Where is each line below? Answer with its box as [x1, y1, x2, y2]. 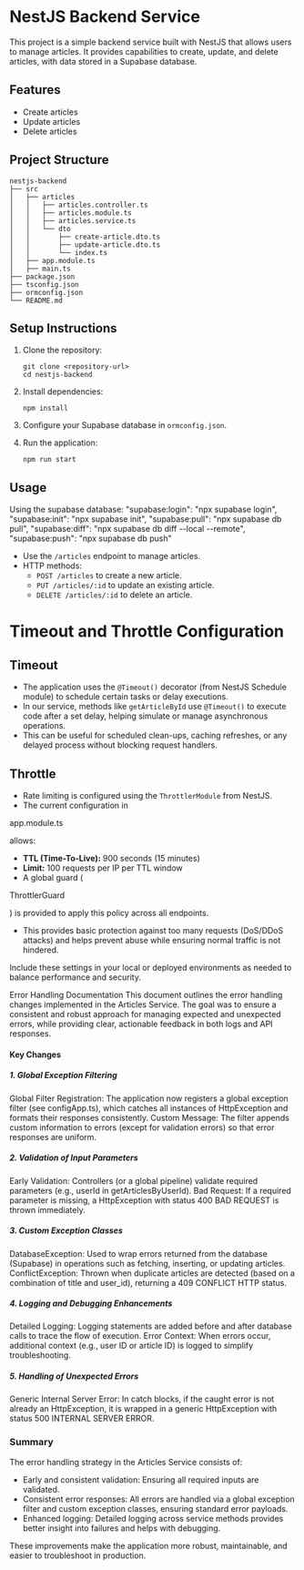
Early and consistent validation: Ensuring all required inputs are [22, 1473, 259, 1485]
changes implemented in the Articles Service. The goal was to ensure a [9, 999, 277, 1010]
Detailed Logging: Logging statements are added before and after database [9, 1320, 293, 1331]
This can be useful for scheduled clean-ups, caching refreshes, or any [22, 730, 288, 741]
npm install [22, 403, 68, 413]
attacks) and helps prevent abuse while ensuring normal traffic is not [22, 935, 281, 945]
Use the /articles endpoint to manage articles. [22, 551, 201, 562]
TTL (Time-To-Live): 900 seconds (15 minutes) [22, 853, 200, 863]
